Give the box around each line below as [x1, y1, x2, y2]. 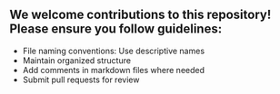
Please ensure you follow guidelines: [9, 22, 223, 37]
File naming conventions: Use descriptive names [22, 45, 205, 56]
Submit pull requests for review [22, 74, 140, 85]
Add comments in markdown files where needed [22, 64, 205, 75]
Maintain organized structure [22, 54, 132, 66]
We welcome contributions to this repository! [9, 7, 272, 23]
